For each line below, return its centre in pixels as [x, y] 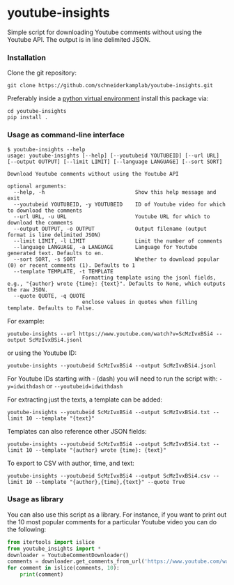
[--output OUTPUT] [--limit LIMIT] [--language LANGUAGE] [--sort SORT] [115, 162]
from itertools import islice [51, 542]
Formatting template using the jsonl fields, [149, 278]
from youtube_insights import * [54, 549]
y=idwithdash [26, 386]
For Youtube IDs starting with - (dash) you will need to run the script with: [112, 379]
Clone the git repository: [42, 73]
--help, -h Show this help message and [115, 192]
